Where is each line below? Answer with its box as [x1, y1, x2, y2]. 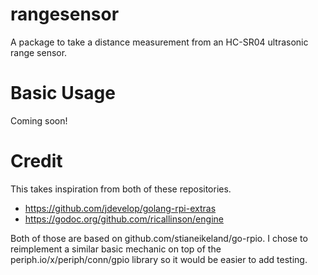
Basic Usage [10, 82, 116, 105]
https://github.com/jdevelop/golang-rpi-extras [24, 202, 217, 214]
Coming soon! [10, 114, 68, 127]
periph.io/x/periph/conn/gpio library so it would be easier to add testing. [10, 253, 308, 265]
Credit [10, 150, 63, 173]
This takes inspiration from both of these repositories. [10, 183, 232, 195]
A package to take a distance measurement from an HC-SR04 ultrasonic [10, 36, 309, 48]
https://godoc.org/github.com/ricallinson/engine [24, 213, 224, 225]
